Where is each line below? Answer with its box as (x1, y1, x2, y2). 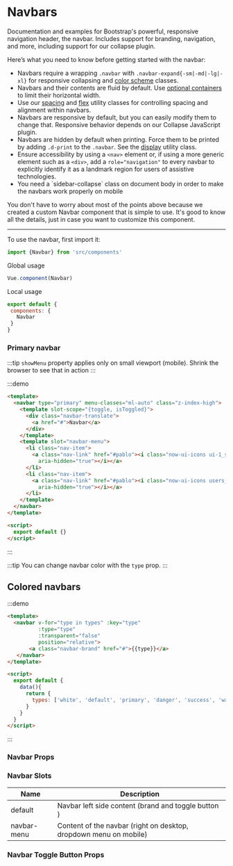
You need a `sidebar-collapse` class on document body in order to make (17, 179, 224, 188)
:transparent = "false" (37, 632, 101, 639)
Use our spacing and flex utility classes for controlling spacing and (17, 98, 208, 106)
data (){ (19, 684, 42, 691)
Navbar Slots (7, 771, 52, 781)
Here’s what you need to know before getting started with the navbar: (7, 55, 206, 63)
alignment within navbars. (17, 106, 92, 114)
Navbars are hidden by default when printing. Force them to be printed (17, 135, 220, 143)
